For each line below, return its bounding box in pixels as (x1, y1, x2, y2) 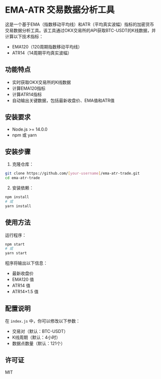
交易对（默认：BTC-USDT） (12, 329, 68, 334)
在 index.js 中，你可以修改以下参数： (5, 318, 80, 324)
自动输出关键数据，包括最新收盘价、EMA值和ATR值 (12, 98, 115, 103)
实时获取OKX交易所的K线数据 (12, 79, 71, 85)
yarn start (5, 251, 27, 256)
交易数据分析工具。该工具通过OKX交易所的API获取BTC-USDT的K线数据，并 (5, 27, 156, 33)
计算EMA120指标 (12, 85, 46, 91)
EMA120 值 (12, 277, 34, 282)
